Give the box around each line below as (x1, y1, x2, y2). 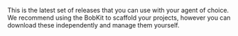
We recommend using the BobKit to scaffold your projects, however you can (7, 13, 231, 22)
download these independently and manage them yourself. (7, 21, 180, 29)
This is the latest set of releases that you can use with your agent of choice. (7, 6, 229, 14)
